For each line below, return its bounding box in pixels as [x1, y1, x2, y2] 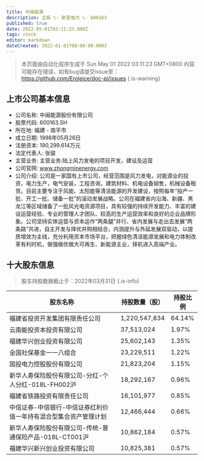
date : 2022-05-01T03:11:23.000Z [6, 26, 88, 32]
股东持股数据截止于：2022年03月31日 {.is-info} [21, 277, 140, 285]
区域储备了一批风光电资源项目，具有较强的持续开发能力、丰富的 [31, 202, 191, 210]
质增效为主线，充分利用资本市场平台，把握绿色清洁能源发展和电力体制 [15, 232, 191, 240]
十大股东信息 [6, 260, 55, 271]
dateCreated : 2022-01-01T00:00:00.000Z [6, 43, 107, 49]
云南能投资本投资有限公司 [9, 325, 83, 334]
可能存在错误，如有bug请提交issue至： [21, 68, 119, 75]
